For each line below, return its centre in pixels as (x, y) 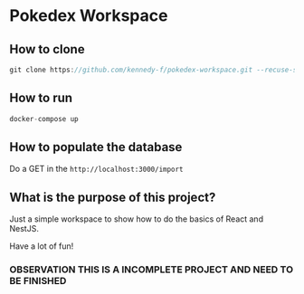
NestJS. (24, 229)
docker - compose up (44, 119)
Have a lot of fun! (42, 246)
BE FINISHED (38, 281)
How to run (41, 98)
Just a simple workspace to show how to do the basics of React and (137, 219)
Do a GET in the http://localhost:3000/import (96, 169)
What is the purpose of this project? (113, 197)
